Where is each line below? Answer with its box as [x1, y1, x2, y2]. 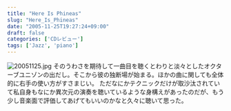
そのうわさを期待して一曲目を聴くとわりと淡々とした [52, 62, 205, 70]
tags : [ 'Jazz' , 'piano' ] [7, 42, 79, 49]
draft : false [7, 29, 45, 37]
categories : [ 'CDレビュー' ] [7, 36, 84, 43]
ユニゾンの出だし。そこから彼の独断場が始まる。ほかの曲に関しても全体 [19, 70, 224, 79]
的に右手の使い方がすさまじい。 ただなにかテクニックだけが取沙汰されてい [7, 79, 221, 87]
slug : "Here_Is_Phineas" [7, 17, 79, 23]
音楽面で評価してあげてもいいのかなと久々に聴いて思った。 [19, 97, 188, 104]
